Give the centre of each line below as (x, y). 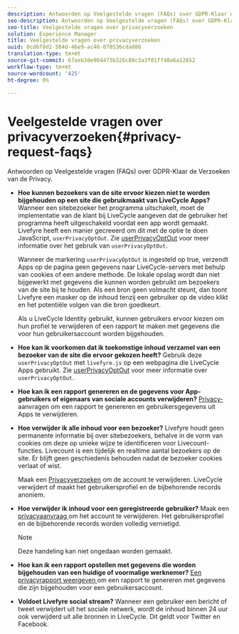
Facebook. (33, 624)
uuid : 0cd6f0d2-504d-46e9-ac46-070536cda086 (74, 47)
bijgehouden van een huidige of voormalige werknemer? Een (110, 573)
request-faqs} (50, 152)
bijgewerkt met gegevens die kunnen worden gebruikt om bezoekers (118, 282)
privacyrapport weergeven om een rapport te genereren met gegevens (121, 580)
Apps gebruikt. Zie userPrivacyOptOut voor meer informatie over (112, 370)
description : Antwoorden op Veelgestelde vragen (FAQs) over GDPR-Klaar (117, 14)
